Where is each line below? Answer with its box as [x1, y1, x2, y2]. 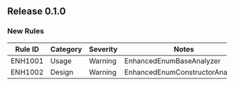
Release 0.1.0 [7, 6, 66, 17]
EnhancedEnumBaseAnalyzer [124, 55, 221, 65]
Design [50, 67, 74, 77]
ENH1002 [10, 67, 44, 77]
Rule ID [15, 44, 40, 54]
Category [50, 44, 82, 54]
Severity [88, 44, 118, 54]
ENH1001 [10, 55, 44, 65]
